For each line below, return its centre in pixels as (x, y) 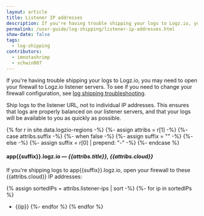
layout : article (27, 12)
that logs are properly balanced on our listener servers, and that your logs (99, 111)
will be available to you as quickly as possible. (64, 118)
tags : (13, 40)
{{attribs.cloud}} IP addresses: (44, 176)
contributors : (24, 52)
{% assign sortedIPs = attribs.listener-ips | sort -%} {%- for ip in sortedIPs (99, 188)
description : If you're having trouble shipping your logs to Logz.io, (99, 23)
